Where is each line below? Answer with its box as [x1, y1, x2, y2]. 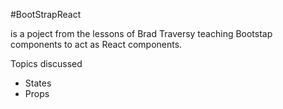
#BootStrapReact [10, 9, 82, 20]
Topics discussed [10, 58, 83, 69]
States [24, 77, 52, 89]
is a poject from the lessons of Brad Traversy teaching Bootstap [10, 28, 273, 39]
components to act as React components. [10, 39, 183, 50]
